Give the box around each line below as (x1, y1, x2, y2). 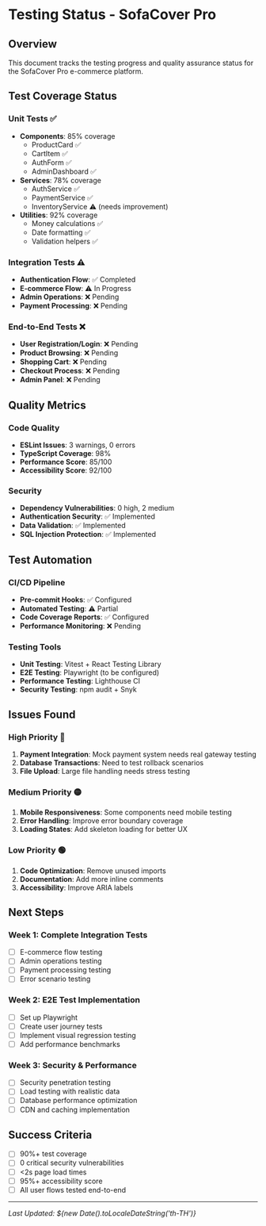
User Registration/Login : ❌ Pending (19, 339, 139, 349)
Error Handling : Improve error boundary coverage (19, 816, 184, 826)
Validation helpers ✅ (31, 236, 99, 246)
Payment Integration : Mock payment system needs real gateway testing (19, 749, 257, 759)
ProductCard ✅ (31, 140, 82, 149)
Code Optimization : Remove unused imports (19, 866, 166, 875)
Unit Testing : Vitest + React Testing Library (19, 660, 161, 669)
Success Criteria (8, 1128, 93, 1141)
